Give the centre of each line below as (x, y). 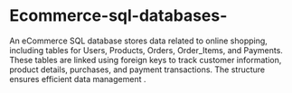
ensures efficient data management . (78, 79)
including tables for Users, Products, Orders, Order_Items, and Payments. (146, 50)
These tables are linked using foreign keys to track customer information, (146, 60)
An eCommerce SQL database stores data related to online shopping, (139, 41)
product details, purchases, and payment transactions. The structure (137, 70)
